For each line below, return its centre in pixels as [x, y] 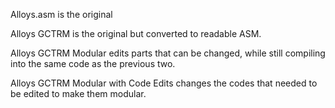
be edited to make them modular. [78, 93]
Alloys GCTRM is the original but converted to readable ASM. [136, 33]
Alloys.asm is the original [61, 14]
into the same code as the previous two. [93, 63]
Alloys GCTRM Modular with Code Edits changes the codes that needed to [164, 83]
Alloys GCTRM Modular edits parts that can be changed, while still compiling [168, 53]
